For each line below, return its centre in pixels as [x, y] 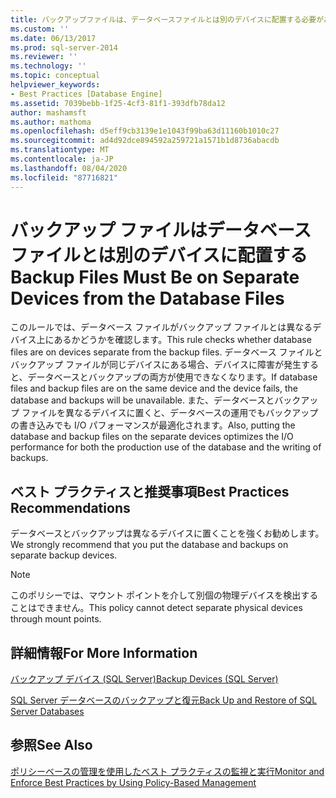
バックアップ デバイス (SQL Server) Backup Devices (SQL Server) [144, 679]
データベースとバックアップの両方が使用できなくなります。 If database [172, 377]
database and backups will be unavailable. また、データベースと [142, 400]
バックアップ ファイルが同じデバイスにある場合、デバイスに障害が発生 [156, 365]
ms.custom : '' [40, 29]
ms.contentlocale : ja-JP [62, 159]
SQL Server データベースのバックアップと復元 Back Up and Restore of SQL [164, 700]
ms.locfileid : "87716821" [64, 177]
